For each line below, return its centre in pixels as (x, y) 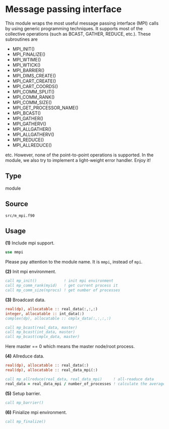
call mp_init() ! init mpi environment (59, 281)
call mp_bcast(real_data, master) (41, 327)
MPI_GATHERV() (29, 124)
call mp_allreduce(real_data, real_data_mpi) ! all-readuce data (80, 379)
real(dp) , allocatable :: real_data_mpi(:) (52, 370)
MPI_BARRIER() (28, 70)
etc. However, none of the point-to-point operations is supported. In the (79, 155)
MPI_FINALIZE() (29, 54)
